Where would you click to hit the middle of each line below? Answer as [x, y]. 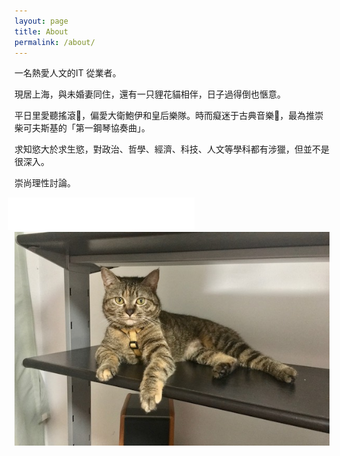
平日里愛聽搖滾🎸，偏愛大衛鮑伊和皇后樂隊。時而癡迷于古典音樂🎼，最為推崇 [169, 116]
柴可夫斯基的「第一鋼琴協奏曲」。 [82, 128]
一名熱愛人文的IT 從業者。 [68, 73]
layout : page [41, 21]
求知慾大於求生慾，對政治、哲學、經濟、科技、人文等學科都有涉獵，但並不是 [172, 149]
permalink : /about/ [55, 42]
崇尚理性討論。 [45, 183]
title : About [41, 31]
